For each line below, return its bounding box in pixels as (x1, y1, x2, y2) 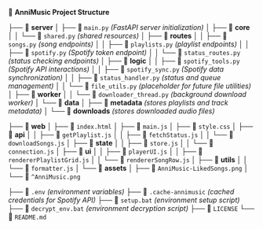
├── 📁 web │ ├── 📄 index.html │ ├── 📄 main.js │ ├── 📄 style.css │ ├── (8, 122, 254, 131)
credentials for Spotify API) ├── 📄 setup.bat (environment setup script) (8, 195, 240, 205)
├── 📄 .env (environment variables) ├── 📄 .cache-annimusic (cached (8, 187, 235, 196)
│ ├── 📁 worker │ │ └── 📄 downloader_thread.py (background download (8, 90, 247, 98)
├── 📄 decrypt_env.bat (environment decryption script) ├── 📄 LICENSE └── (8, 204, 255, 212)
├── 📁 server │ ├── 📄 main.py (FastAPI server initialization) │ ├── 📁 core (8, 23, 250, 31)
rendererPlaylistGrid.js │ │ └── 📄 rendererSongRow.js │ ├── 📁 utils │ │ (8, 155, 248, 164)
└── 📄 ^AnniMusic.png (8, 172, 81, 181)
